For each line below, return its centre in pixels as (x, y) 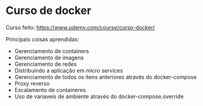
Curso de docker (49, 11)
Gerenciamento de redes (46, 64)
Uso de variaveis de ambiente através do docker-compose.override (99, 96)
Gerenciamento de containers (52, 51)
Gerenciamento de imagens (49, 57)
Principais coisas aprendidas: (43, 39)
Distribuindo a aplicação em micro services (69, 70)
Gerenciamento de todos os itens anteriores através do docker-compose (105, 77)
